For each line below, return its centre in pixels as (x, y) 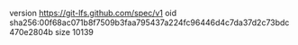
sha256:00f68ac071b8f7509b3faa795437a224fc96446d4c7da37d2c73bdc (149, 22)
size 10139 (75, 32)
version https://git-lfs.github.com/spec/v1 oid (93, 13)
